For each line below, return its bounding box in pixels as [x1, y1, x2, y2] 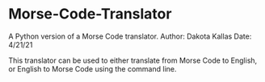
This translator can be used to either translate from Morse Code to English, [8, 55, 258, 65]
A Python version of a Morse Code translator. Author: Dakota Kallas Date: [8, 31, 252, 41]
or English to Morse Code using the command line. [8, 64, 177, 73]
